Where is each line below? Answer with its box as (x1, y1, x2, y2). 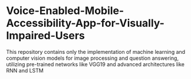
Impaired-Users (6, 29, 85, 42)
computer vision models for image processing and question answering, (6, 54, 179, 61)
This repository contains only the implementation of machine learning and (6, 48, 186, 55)
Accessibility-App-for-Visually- (6, 16, 165, 30)
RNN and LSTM (6, 67, 44, 74)
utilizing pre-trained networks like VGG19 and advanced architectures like (6, 60, 185, 68)
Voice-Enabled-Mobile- (6, 4, 124, 18)
